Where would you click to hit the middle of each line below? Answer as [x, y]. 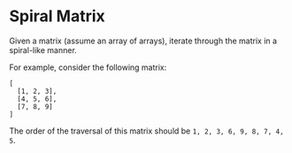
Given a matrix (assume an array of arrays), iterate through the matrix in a [143, 41]
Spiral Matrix [58, 16]
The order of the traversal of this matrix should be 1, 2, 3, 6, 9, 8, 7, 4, [147, 131]
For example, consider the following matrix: [88, 67]
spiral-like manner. [43, 50]
